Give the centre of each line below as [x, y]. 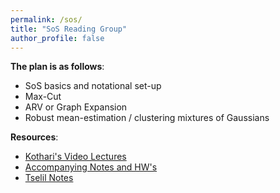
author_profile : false [57, 38]
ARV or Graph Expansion [76, 107]
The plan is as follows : [57, 67]
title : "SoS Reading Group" [69, 29]
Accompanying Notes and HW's [91, 167]
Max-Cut [43, 97]
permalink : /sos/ [46, 19]
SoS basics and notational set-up [93, 86]
